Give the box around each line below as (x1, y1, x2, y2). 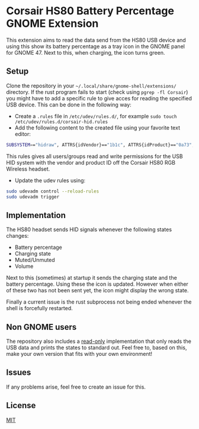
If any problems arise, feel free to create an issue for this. (6, 383, 146, 390)
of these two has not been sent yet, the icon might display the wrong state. (6, 287, 189, 294)
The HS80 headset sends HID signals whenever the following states (6, 226, 172, 233)
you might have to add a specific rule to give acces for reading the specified (6, 94, 192, 102)
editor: (14, 130, 31, 137)
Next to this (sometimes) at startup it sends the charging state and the (6, 275, 178, 282)
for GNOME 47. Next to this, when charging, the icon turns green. (6, 49, 165, 56)
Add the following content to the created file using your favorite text (14, 124, 181, 131)
